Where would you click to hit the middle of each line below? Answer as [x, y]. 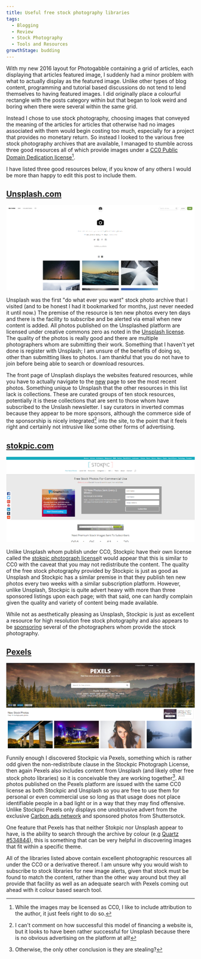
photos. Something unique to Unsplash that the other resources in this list [97, 388]
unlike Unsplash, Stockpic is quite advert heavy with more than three [91, 590]
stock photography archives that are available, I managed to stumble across [100, 143]
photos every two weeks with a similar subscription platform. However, [93, 583]
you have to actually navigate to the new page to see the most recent [91, 381]
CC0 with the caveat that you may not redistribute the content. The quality [98, 564]
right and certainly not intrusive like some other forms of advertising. [91, 427]
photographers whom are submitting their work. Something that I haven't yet [100, 344]
